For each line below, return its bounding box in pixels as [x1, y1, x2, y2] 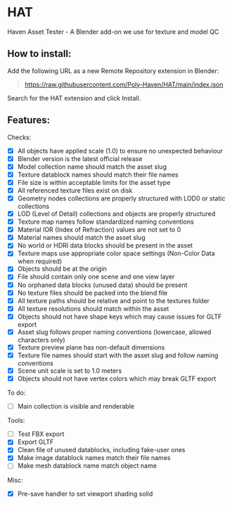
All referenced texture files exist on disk [17, 186, 133, 194]
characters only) [17, 335, 65, 344]
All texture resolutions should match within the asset [17, 304, 169, 313]
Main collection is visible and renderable [17, 402, 135, 411]
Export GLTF [17, 437, 54, 447]
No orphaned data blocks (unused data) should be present [17, 281, 188, 289]
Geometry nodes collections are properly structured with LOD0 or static [17, 194, 226, 203]
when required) [17, 257, 63, 266]
